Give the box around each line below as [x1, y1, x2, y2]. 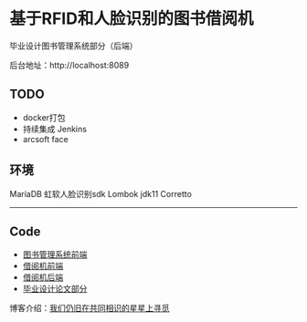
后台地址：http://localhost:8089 [9, 59, 130, 70]
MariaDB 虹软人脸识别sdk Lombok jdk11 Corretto [9, 188, 192, 199]
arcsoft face [22, 133, 69, 144]
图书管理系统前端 [22, 249, 88, 260]
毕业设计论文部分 [22, 284, 88, 295]
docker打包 [22, 111, 66, 123]
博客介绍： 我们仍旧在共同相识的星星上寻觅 [9, 303, 170, 314]
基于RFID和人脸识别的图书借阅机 [9, 8, 254, 29]
